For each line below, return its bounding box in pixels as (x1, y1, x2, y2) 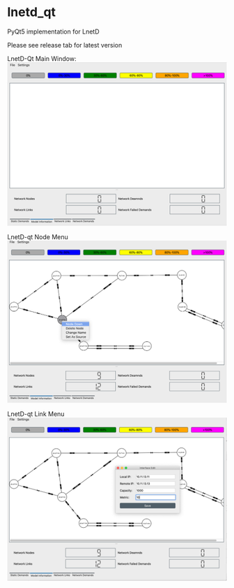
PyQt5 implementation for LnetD (7, 27, 100, 36)
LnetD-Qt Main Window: (7, 54, 77, 63)
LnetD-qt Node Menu (7, 232, 68, 241)
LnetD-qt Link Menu (7, 410, 65, 418)
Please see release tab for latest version (7, 41, 123, 49)
